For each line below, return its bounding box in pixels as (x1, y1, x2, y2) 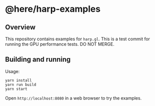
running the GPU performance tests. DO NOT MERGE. (5, 41, 115, 47)
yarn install (5, 78, 32, 83)
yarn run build (5, 82, 37, 87)
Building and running (5, 55, 71, 64)
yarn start (5, 86, 28, 91)
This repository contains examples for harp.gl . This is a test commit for (5, 36, 151, 42)
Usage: (5, 68, 20, 74)
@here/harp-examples (5, 3, 101, 15)
